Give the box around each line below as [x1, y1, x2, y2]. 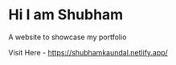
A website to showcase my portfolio [8, 32, 127, 42]
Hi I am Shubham [8, 6, 124, 24]
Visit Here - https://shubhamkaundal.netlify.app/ [8, 47, 169, 57]
